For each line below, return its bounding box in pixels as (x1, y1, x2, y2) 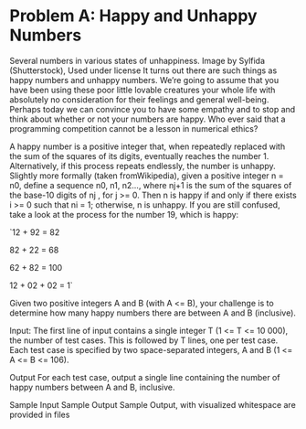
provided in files (9, 409, 70, 420)
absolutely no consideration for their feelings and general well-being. (9, 93, 269, 105)
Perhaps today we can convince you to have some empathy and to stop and (9, 103, 296, 114)
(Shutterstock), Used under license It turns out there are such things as (9, 65, 278, 76)
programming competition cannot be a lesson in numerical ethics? (9, 123, 259, 134)
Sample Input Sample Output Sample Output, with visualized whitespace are (9, 399, 297, 410)
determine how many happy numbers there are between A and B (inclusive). (9, 307, 297, 318)
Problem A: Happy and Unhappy (9, 5, 258, 27)
